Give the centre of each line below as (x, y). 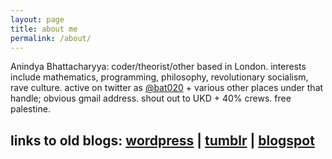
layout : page (37, 19)
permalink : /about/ (51, 38)
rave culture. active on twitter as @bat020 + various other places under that (167, 88)
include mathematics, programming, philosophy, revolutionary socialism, (159, 77)
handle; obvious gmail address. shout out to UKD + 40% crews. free (151, 98)
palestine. (30, 109)
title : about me (44, 29)
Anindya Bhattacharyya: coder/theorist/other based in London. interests (158, 67)
